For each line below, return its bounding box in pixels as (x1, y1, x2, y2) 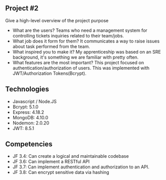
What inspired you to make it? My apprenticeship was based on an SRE (12, 49, 161, 55)
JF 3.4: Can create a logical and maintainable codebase (12, 153, 129, 159)
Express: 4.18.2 (12, 109, 45, 115)
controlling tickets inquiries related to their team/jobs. (12, 32, 124, 38)
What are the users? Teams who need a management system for (12, 27, 148, 33)
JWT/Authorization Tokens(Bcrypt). (12, 70, 87, 76)
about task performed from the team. (12, 43, 90, 50)
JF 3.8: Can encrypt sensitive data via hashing (12, 169, 110, 175)
